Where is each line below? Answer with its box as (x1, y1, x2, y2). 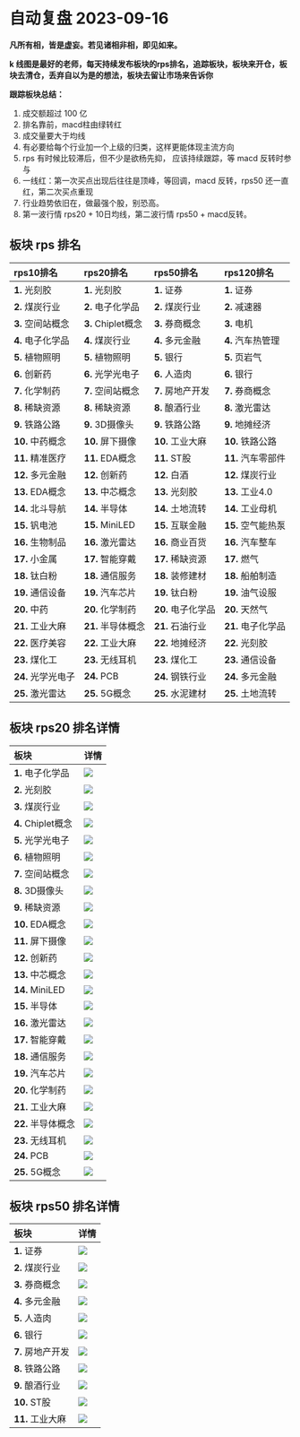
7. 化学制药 (13, 385, 61, 397)
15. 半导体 (13, 1000, 58, 1012)
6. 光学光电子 (83, 368, 141, 380)
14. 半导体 (83, 502, 128, 515)
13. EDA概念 (13, 485, 66, 498)
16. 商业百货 (153, 535, 207, 548)
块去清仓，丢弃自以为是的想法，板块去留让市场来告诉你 (9, 69, 213, 81)
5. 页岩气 (223, 351, 262, 363)
